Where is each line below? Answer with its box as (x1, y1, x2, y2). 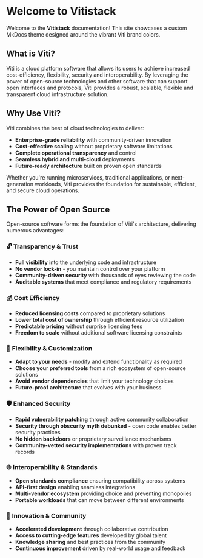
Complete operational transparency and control (15, 149, 137, 156)
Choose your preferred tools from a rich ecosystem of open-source (15, 364, 186, 372)
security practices (15, 428, 61, 436)
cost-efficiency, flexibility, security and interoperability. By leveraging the (6, 71, 189, 78)
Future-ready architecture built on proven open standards (15, 162, 162, 169)
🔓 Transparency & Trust (6, 242, 79, 251)
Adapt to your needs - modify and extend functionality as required (15, 358, 182, 366)
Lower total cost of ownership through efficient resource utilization (15, 316, 184, 323)
